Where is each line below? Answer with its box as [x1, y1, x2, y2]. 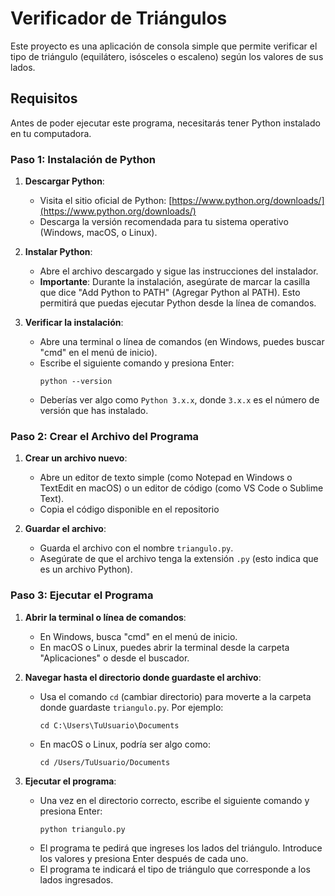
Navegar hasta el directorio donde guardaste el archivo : [24, 671, 262, 683]
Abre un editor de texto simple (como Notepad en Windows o [39, 472, 293, 484]
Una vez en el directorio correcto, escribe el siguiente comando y [39, 794, 310, 806]
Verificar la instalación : [24, 317, 124, 329]
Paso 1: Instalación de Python [10, 152, 157, 166]
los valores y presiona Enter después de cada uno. [39, 852, 249, 864]
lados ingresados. [39, 873, 114, 886]
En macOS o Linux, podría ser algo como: [39, 738, 211, 750]
